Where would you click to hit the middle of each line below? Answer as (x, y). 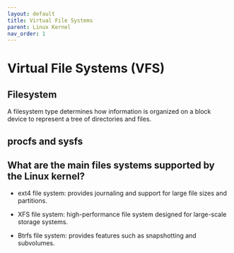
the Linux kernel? (46, 176)
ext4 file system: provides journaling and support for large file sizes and (122, 193)
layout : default (31, 14)
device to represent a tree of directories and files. (80, 119)
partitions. (32, 201)
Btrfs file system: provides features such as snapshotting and (107, 236)
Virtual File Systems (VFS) (86, 69)
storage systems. (43, 222)
